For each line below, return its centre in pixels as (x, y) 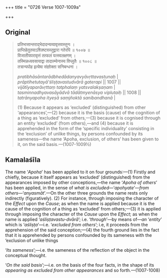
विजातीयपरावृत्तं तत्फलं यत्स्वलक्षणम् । (46, 55)
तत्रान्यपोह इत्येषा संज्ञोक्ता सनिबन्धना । (47, 67)
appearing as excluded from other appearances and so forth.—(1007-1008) (83, 270)
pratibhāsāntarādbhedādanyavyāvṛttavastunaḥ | (68, 76)
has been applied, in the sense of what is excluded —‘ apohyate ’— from (77, 188)
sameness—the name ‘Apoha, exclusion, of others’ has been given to (88, 139)
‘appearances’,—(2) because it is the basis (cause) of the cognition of (89, 112)
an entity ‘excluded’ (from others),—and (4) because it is (75, 123)
